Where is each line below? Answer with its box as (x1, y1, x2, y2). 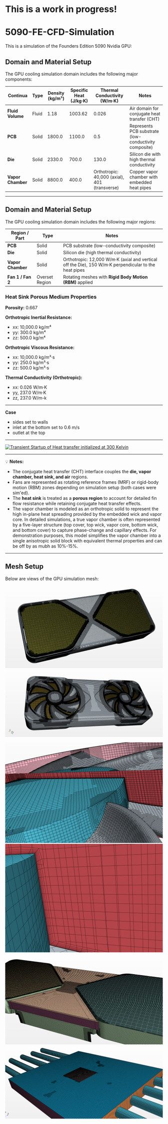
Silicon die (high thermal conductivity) (63, 249, 141, 255)
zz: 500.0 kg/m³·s (12, 365, 49, 371)
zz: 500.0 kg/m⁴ (12, 335, 46, 341)
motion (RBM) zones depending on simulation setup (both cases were (12, 485, 156, 491)
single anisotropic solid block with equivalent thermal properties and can (12, 538, 162, 544)
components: (5, 76, 32, 82)
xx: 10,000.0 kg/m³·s (12, 354, 55, 360)
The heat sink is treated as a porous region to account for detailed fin (12, 495, 157, 501)
